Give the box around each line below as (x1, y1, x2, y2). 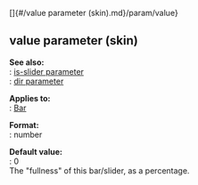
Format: (9, 119, 39, 130)
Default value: (9, 146, 62, 157)
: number (9, 129, 43, 140)
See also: (9, 57, 45, 68)
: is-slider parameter (9, 66, 85, 76)
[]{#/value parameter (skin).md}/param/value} (9, 8, 178, 18)
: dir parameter (9, 76, 64, 86)
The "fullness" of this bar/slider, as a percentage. (9, 165, 190, 176)
